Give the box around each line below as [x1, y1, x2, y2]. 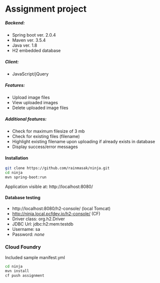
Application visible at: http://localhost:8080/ [5, 184, 93, 189]
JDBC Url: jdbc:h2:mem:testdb [12, 221, 74, 227]
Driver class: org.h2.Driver [12, 216, 65, 222]
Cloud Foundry [5, 244, 41, 250]
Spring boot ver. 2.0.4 [12, 32, 56, 38]
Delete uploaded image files [12, 105, 69, 111]
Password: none [12, 231, 45, 237]
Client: [5, 58, 19, 64]
